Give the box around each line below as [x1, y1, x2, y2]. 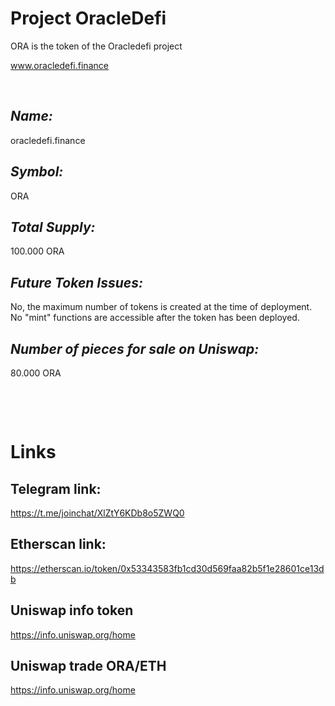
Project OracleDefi [10, 7, 167, 30]
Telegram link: [10, 480, 102, 497]
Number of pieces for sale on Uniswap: [10, 340, 260, 357]
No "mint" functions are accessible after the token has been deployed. [10, 312, 300, 324]
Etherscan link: [10, 536, 107, 553]
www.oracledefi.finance [10, 59, 109, 71]
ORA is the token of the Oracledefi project [10, 40, 183, 52]
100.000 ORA [10, 245, 65, 257]
